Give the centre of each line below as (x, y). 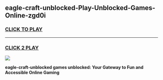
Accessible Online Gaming (32, 72)
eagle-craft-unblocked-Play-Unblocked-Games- (80, 8)
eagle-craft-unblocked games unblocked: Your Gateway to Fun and (74, 67)
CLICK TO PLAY (24, 30)
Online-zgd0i (25, 16)
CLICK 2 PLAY (22, 48)
